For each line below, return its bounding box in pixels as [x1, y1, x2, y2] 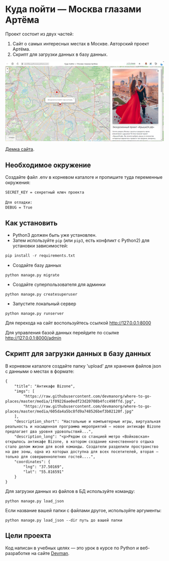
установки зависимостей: [12, 243, 68, 249]
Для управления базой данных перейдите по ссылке [5, 329, 119, 335]
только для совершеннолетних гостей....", [5, 454, 96, 459]
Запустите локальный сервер [12, 301, 76, 307]
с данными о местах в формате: [5, 368, 74, 374]
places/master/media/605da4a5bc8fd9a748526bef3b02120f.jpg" [5, 409, 134, 414]
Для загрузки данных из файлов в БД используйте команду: [5, 488, 135, 494]
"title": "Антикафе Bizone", [14, 384, 75, 389]
